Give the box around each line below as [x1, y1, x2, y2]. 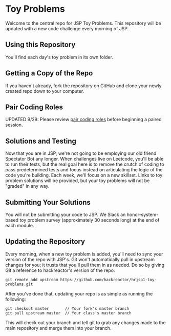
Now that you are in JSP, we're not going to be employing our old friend [5, 150, 157, 156]
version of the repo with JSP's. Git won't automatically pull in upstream [5, 256, 155, 262]
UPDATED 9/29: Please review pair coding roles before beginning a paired [5, 116, 162, 123]
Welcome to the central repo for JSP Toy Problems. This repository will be [5, 20, 161, 26]
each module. [5, 223, 34, 228]
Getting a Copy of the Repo [5, 69, 93, 77]
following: [5, 296, 26, 302]
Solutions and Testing [5, 136, 77, 145]
